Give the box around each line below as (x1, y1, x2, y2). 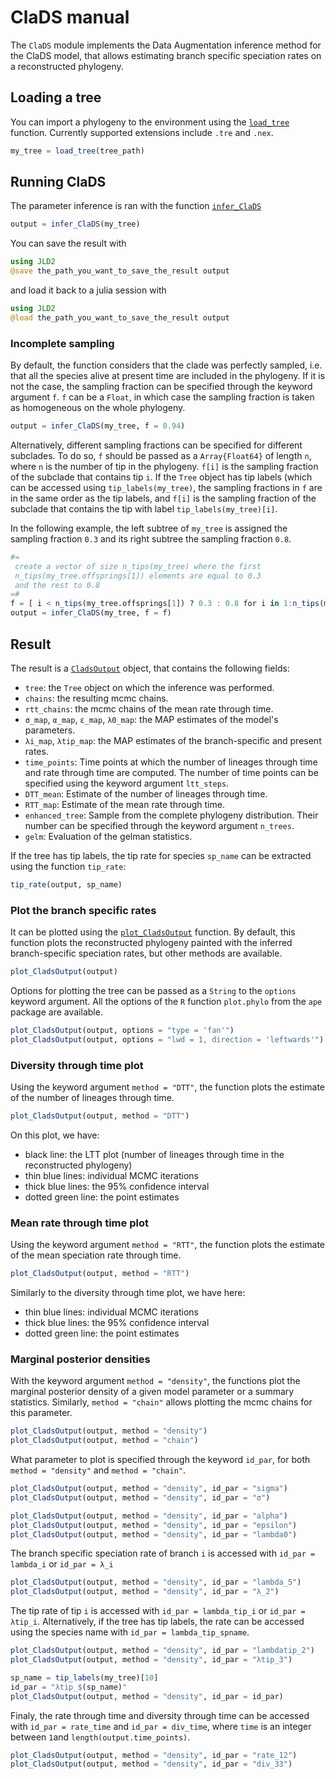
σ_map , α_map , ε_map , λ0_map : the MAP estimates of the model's (24, 713, 279, 725)
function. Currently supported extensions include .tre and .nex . (10, 126, 274, 138)
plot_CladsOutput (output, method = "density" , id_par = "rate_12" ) (10, 1750, 298, 1760)
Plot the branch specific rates (10, 903, 157, 917)
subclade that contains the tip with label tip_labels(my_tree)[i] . (10, 502, 278, 515)
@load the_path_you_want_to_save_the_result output (10, 312, 230, 323)
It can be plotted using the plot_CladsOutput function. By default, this (10, 926, 296, 938)
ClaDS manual (10, 6, 130, 29)
